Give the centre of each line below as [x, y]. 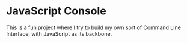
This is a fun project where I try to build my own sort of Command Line [94, 27]
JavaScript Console [56, 11]
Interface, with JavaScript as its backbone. [59, 33]
